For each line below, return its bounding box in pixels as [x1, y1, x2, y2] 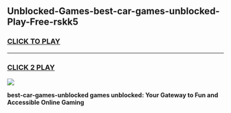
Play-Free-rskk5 [7, 16, 79, 28]
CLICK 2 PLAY [7, 62, 55, 72]
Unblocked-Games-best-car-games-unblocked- [7, 5, 220, 17]
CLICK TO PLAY [7, 37, 60, 47]
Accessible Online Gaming [7, 98, 85, 106]
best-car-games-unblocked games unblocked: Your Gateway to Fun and [7, 90, 219, 99]
